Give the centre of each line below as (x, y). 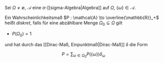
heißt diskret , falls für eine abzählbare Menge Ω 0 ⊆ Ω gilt (64, 23)
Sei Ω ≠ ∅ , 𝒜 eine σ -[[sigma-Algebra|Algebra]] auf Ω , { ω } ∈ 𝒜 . (70, 8)
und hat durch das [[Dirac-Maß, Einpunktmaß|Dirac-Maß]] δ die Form (76, 44)
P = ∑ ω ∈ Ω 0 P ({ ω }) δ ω (83, 55)
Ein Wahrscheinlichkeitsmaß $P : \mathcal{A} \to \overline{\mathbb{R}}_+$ (82, 18)
